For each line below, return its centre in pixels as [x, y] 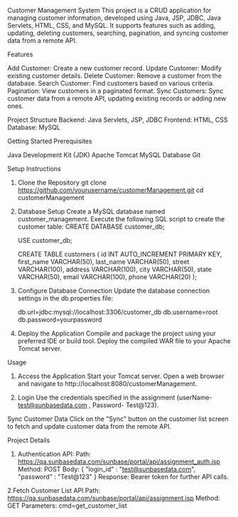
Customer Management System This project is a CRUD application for [109, 10]
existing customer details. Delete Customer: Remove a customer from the [115, 75]
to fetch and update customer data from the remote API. [90, 426]
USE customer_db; [45, 240]
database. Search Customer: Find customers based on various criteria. [111, 83]
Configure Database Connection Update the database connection [114, 291]
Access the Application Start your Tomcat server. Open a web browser [121, 376]
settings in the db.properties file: [65, 298]
